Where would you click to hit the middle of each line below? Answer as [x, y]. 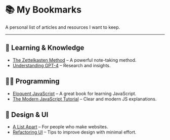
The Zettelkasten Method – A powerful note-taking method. [74, 60]
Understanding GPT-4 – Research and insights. [61, 65]
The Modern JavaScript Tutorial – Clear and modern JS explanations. [84, 99]
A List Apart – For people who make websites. [60, 127]
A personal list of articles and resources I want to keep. [63, 27]
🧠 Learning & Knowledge [45, 48]
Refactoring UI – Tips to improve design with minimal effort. [74, 132]
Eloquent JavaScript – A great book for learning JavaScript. [74, 94]
